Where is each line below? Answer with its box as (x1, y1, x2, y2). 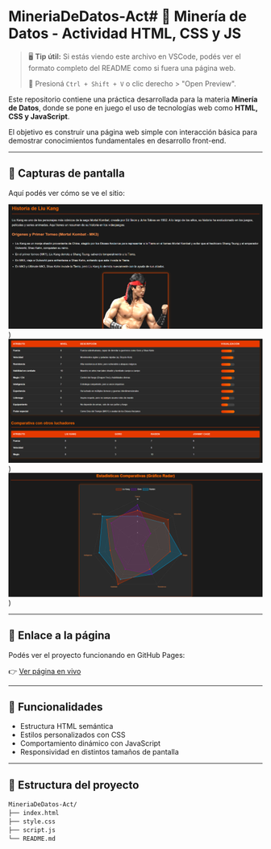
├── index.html (8, 809, 60, 818)
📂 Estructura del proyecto (8, 778, 140, 792)
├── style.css (8, 818, 56, 826)
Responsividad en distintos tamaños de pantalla (19, 747, 179, 757)
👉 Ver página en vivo (8, 666, 81, 676)
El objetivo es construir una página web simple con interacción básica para (8, 127, 258, 136)
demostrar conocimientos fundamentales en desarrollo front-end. (8, 135, 227, 145)
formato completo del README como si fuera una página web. (27, 63, 236, 73)
